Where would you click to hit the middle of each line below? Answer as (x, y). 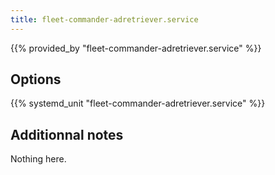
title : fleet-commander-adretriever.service (104, 19)
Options (36, 79)
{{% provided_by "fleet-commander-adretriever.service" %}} (136, 48)
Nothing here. (38, 159)
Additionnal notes (67, 134)
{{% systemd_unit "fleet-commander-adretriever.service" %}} (138, 103)
